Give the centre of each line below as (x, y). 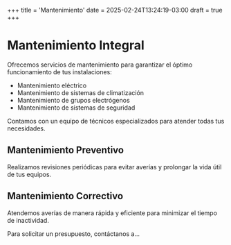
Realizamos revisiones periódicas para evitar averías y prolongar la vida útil (114, 167)
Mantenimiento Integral (76, 45)
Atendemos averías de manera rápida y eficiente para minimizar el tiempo (112, 213)
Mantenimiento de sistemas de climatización (80, 92)
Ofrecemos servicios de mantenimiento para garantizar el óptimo (100, 65)
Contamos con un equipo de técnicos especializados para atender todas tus (116, 121)
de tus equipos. (29, 174)
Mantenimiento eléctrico (52, 85)
